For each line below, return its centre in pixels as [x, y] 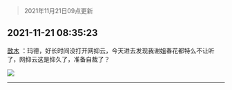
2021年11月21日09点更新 [58, 11]
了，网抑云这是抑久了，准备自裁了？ [59, 59]
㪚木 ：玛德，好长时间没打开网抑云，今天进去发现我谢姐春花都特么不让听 [111, 51]
